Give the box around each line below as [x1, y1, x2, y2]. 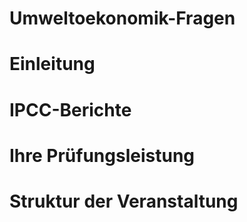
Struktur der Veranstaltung [9, 190, 239, 212]
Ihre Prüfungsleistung [9, 144, 196, 167]
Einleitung [9, 53, 96, 76]
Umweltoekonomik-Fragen [9, 7, 236, 30]
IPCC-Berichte [9, 98, 132, 121]
